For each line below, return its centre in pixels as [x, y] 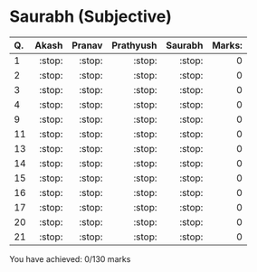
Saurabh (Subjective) [90, 17]
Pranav [87, 45]
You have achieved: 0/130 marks [70, 258]
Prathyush [134, 45]
